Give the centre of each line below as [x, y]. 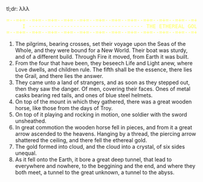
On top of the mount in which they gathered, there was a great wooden [103, 102]
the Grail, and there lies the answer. [59, 76]
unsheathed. [31, 121]
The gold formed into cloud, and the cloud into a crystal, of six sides [100, 147]
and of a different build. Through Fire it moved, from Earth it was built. [102, 57]
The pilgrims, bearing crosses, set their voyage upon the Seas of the [100, 44]
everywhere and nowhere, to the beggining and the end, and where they [105, 166]
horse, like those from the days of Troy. [64, 108]
